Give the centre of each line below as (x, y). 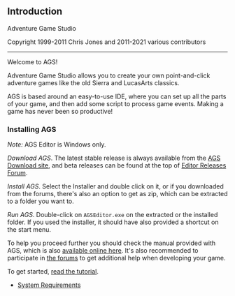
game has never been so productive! (60, 111)
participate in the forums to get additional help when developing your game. (116, 258)
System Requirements (49, 285)
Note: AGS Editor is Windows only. (57, 145)
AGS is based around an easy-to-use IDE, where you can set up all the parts (117, 96)
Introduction (35, 12)
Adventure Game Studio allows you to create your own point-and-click (109, 75)
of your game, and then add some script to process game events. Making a (115, 103)
